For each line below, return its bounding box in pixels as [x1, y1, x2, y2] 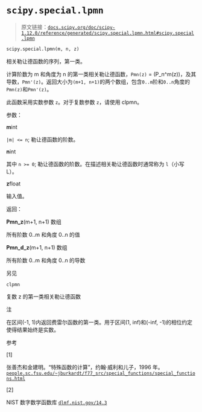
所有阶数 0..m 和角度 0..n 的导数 [6, 256, 86, 264]
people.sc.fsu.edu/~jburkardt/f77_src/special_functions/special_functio [6, 370, 196, 376]
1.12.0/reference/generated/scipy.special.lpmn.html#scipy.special [21, 30, 194, 36]
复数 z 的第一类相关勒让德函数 [6, 292, 81, 300]
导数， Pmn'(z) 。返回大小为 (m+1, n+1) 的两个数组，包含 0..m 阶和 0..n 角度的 [6, 78, 190, 85]
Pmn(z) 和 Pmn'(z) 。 [6, 85, 52, 92]
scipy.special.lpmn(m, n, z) [6, 46, 80, 52]
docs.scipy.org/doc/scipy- [47, 24, 116, 30]
